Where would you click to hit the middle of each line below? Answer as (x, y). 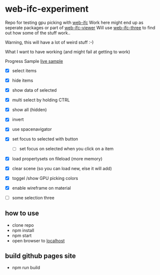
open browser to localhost (38, 240)
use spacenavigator (32, 129)
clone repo (23, 225)
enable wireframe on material (42, 188)
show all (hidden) (29, 110)
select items (24, 70)
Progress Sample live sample (34, 61)
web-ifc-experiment (47, 9)
